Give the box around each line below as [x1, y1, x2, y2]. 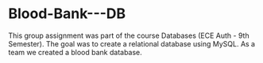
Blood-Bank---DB [8, 5, 126, 23]
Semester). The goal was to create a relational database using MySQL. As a [8, 39, 256, 48]
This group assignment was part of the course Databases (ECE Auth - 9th [8, 31, 249, 40]
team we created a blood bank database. [8, 47, 143, 57]
